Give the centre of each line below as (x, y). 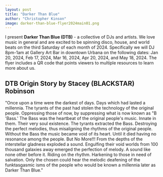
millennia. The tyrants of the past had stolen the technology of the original (80, 108)
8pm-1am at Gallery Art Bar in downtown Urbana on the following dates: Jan (82, 53)
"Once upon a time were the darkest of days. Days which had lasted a (75, 103)
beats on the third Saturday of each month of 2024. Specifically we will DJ (80, 47)
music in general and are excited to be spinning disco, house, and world (77, 42)
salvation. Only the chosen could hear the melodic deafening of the (73, 160)
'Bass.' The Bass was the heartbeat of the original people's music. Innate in (81, 118)
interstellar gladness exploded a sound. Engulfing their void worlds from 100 (82, 144)
